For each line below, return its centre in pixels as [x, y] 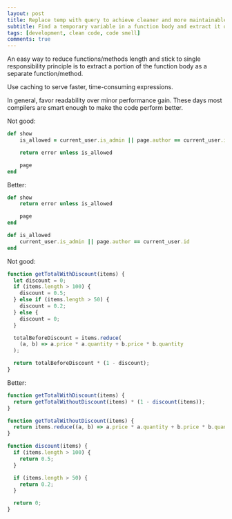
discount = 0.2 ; [43, 306]
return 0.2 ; [37, 484]
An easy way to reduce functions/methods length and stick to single [104, 59]
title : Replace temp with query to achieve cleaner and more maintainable [117, 20]
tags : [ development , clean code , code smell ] [74, 33]
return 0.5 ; [37, 459]
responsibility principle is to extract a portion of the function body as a [107, 66]
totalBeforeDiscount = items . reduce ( [68, 338]
